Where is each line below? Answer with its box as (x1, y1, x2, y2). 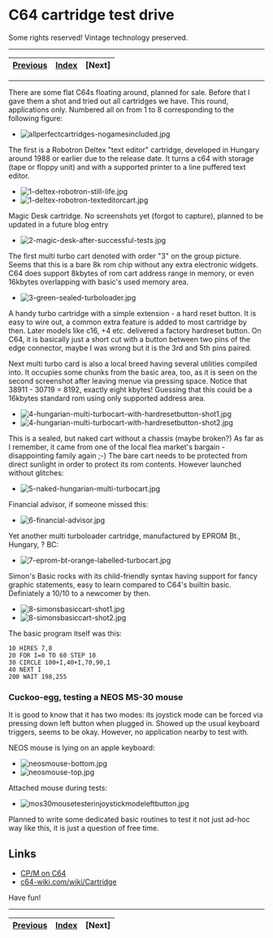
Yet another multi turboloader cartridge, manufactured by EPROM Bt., (8, 531, 241, 541)
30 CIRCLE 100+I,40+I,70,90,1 (8, 658, 111, 667)
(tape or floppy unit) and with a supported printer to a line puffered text (8, 162, 246, 172)
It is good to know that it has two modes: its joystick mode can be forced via (8, 710, 263, 720)
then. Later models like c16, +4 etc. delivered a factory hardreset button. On (8, 325, 262, 335)
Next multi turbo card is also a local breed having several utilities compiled (8, 358, 258, 368)
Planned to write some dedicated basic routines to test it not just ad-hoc (8, 814, 250, 824)
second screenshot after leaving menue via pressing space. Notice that (8, 376, 248, 385)
